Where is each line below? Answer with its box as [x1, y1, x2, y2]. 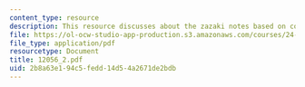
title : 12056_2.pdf [9, 55, 84, 64]
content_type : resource [9, 13, 100, 23]
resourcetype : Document [9, 47, 100, 56]
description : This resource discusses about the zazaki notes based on [9, 22, 286, 31]
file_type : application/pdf [9, 38, 116, 48]
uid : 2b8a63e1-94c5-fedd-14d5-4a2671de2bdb [9, 64, 177, 73]
